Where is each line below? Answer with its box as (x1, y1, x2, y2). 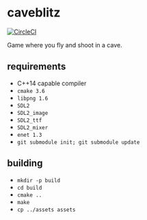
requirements (7, 60, 66, 73)
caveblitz (7, 5, 61, 21)
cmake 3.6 (16, 87, 46, 94)
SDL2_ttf (16, 117, 42, 124)
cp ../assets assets (16, 206, 76, 213)
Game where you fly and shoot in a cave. (7, 41, 122, 49)
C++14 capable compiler (16, 79, 87, 87)
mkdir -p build (16, 177, 61, 184)
